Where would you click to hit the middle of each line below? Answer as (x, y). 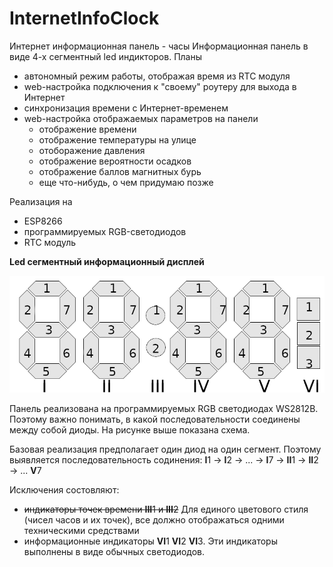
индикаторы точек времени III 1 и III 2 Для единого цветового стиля (166, 509)
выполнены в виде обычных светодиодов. (114, 552)
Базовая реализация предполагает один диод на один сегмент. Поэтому (165, 449)
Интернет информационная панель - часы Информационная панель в (159, 46)
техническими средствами (81, 531)
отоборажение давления (92, 150)
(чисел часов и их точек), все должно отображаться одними (154, 520)
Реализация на (41, 201)
